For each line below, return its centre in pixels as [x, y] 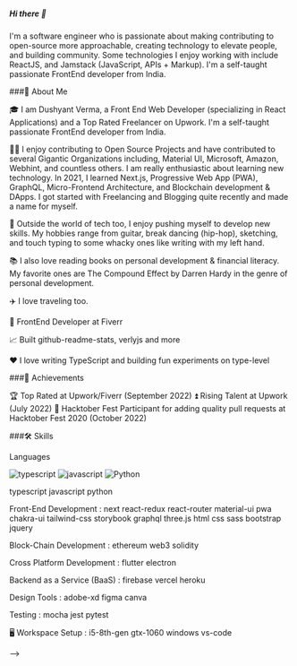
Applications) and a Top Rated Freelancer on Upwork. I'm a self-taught [140, 122]
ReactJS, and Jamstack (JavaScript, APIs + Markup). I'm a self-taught [138, 65]
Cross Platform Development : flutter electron [93, 562]
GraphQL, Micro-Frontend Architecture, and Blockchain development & [140, 187]
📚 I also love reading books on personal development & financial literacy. [144, 260]
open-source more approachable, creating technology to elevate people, [143, 45]
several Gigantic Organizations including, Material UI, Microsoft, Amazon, [144, 159]
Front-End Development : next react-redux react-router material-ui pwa [140, 508]
